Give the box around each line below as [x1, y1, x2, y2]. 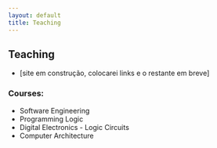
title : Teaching [8, 19, 61, 27]
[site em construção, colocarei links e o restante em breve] [19, 68, 210, 78]
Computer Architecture [19, 131, 94, 140]
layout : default [8, 11, 61, 20]
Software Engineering [19, 106, 90, 115]
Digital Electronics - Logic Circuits [19, 122, 129, 132]
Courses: [8, 88, 45, 99]
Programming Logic [19, 114, 84, 124]
